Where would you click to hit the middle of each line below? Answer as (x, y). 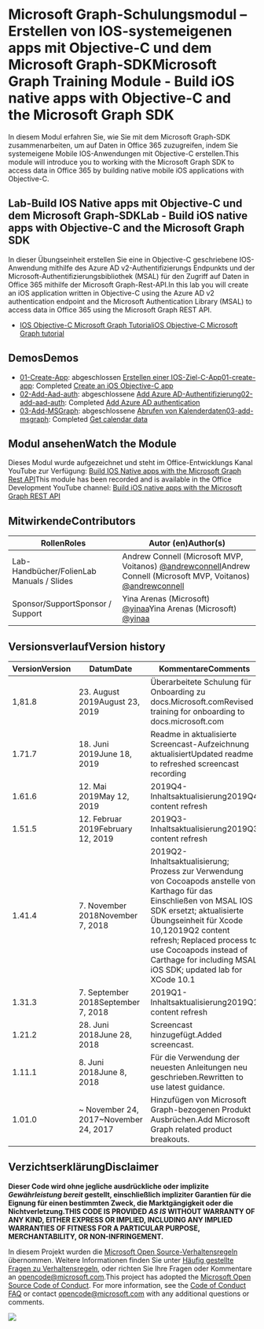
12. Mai (93, 786)
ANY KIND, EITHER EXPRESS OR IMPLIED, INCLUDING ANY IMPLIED (121, 1219)
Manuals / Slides (42, 581)
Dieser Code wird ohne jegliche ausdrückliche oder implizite (109, 1186)
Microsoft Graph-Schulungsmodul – (128, 15)
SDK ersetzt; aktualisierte (197, 910)
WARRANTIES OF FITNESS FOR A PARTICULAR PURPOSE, (104, 1228)
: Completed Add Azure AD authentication (132, 402)
